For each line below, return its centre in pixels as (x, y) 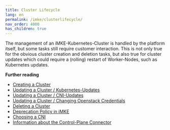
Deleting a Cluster (31, 106)
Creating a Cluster (31, 85)
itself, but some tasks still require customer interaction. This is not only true (84, 49)
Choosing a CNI (29, 117)
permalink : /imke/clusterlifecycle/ (44, 19)
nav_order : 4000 (22, 24)
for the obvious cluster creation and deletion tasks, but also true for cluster (83, 54)
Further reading (22, 75)
